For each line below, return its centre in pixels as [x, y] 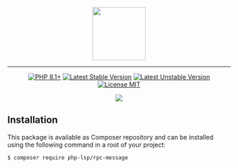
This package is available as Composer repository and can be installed [110, 137]
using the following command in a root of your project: [87, 145]
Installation [33, 120]
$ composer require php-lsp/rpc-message [68, 157]
